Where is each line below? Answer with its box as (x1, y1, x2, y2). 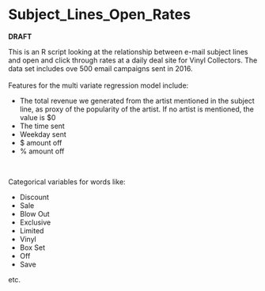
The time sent (19, 121, 65, 130)
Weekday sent (19, 129, 67, 139)
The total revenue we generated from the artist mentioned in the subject (19, 96, 255, 105)
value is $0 (19, 112, 56, 122)
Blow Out (19, 209, 50, 218)
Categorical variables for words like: (8, 176, 126, 187)
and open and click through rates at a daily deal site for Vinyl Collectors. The (8, 55, 258, 65)
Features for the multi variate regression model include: (8, 81, 189, 90)
